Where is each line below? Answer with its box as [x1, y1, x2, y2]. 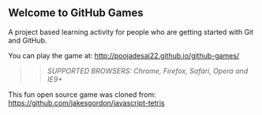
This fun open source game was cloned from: [8, 90, 156, 99]
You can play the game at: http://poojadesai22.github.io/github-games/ [8, 50, 240, 60]
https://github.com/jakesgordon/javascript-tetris [8, 98, 166, 107]
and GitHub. [8, 35, 47, 45]
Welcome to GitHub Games [8, 6, 144, 20]
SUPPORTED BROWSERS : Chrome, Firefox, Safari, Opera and [47, 66, 249, 76]
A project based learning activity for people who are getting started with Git [8, 27, 254, 36]
